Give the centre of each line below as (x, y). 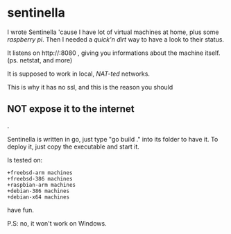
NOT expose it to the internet (71, 109)
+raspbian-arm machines (42, 185)
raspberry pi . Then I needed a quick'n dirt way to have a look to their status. (115, 39)
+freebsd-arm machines (40, 173)
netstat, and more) (46, 60)
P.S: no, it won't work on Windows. (57, 223)
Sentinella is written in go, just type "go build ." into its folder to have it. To (113, 139)
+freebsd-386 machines (40, 178)
